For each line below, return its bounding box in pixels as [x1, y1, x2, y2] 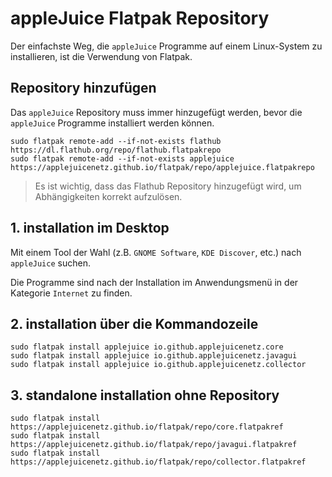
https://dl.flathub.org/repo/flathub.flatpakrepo [10, 145, 222, 155]
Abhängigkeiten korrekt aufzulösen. [34, 190, 183, 202]
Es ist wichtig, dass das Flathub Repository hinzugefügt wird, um [34, 180, 302, 192]
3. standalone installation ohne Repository [10, 387, 280, 404]
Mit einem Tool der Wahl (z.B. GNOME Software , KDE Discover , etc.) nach [10, 246, 302, 258]
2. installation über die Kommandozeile [10, 315, 259, 332]
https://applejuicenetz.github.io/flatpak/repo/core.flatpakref [10, 422, 284, 432]
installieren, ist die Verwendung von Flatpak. [10, 50, 193, 62]
